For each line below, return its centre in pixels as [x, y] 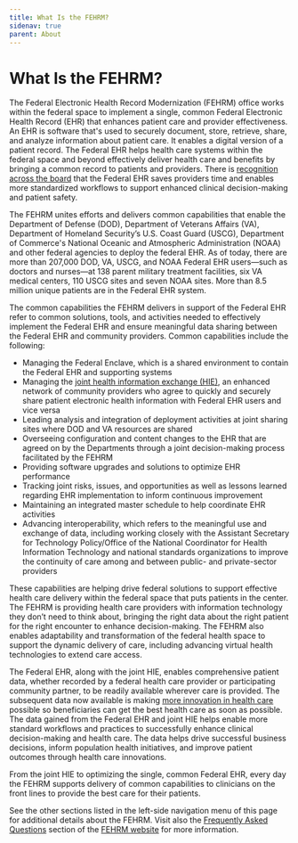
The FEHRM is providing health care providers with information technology [146, 608]
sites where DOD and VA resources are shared [107, 430]
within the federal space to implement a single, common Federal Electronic [146, 112]
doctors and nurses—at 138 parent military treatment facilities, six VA [136, 272]
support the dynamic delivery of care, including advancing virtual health [141, 645]
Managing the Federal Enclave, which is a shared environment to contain [155, 363]
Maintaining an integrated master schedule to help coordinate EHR [144, 505]
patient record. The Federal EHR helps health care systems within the [136, 150]
